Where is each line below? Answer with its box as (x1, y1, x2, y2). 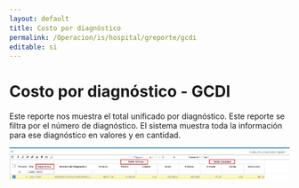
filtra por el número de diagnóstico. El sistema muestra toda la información (9, 121, 283, 131)
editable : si (9, 43, 58, 51)
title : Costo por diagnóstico (9, 23, 122, 33)
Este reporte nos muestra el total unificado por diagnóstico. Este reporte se (9, 111, 285, 121)
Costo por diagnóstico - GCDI (9, 82, 231, 102)
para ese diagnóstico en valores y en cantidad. (9, 129, 181, 141)
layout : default (9, 14, 69, 23)
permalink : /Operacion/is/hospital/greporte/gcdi (9, 33, 198, 42)
